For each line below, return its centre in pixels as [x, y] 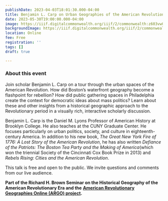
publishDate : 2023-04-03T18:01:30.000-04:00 [52, 10]
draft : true [17, 51]
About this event [26, 73]
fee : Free [15, 38]
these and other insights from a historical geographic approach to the [77, 105]
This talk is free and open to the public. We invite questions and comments [82, 167]
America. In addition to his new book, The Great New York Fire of [89, 136]
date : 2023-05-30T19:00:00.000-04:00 [44, 19]
